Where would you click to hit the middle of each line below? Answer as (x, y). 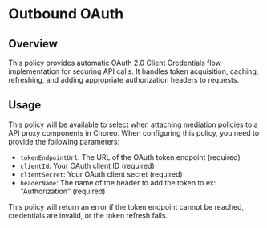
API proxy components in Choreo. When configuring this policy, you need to (134, 132)
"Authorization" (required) (63, 191)
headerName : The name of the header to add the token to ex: (118, 182)
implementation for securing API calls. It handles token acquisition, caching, (133, 71)
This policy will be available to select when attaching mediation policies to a (133, 124)
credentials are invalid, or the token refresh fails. (88, 215)
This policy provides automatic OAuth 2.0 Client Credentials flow (115, 63)
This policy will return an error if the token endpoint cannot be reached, (126, 206)
